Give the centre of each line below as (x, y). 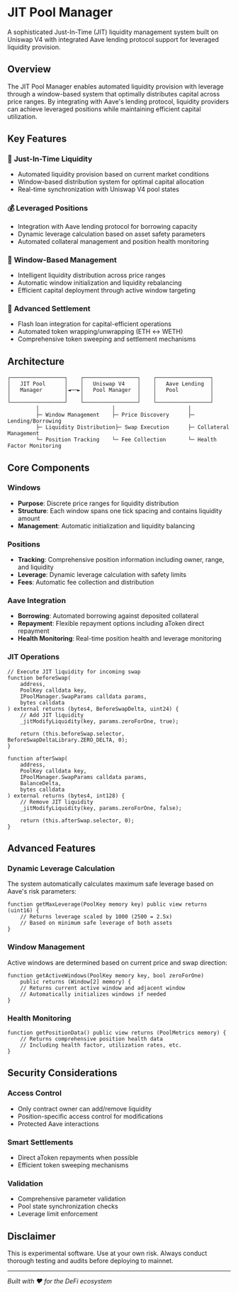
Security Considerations (63, 1073)
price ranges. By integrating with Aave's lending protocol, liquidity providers (118, 101)
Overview (29, 69)
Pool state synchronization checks (68, 1206)
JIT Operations (34, 657)
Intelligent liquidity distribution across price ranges (91, 275)
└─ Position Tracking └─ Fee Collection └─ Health (126, 440)
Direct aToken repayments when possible (78, 1157)
